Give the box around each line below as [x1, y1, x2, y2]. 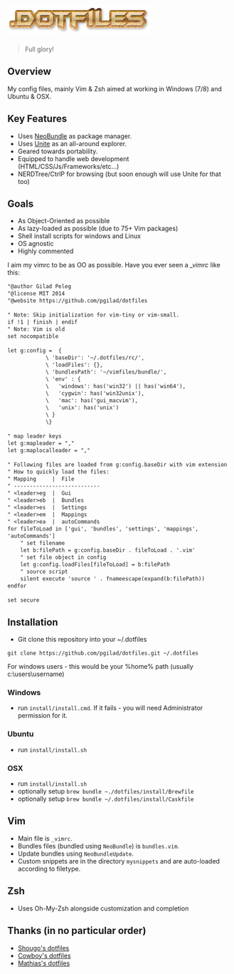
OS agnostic [17, 240, 54, 248]
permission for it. [17, 712, 68, 720]
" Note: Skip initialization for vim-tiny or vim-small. [7, 312, 180, 319]
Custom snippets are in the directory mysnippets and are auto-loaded [17, 856, 220, 865]
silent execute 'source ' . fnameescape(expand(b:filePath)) [20, 575, 205, 583]
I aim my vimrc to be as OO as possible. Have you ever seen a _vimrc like [7, 261, 220, 270]
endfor [7, 583, 27, 590]
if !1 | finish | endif [7, 319, 78, 326]
